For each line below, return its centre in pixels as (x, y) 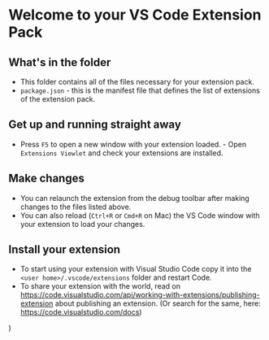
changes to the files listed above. (76, 207)
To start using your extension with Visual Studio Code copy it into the (136, 269)
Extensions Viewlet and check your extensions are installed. (121, 153)
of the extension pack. (58, 99)
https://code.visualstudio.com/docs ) (81, 312)
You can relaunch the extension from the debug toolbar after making (134, 198)
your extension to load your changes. (82, 224)
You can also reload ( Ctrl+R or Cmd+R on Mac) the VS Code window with (140, 215)
